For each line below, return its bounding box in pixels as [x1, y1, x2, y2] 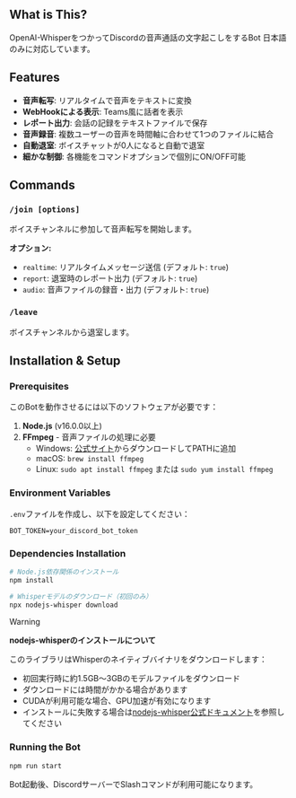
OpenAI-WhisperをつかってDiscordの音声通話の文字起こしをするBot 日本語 [9, 31, 287, 43]
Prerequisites [9, 380, 69, 392]
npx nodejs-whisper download [9, 601, 118, 609]
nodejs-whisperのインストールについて [9, 635, 157, 645]
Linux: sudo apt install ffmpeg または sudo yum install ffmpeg [35, 464, 274, 475]
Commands [9, 178, 76, 193]
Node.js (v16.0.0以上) [22, 421, 103, 432]
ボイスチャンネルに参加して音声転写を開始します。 [9, 224, 197, 234]
